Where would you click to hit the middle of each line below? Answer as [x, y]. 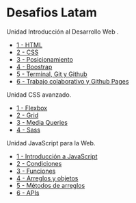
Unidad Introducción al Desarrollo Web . [63, 32]
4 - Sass [28, 130]
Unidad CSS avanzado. [39, 95]
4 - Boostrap [34, 67]
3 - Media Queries [42, 122]
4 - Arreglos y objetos [47, 178]
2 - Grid [27, 115]
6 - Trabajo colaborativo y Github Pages [72, 81]
